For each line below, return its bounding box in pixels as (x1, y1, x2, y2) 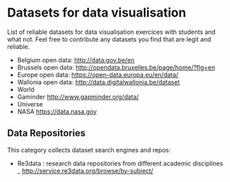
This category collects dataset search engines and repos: (7, 145, 171, 154)
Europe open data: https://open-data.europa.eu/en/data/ (17, 71, 179, 79)
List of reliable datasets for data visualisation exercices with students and (7, 28, 216, 36)
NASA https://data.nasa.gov (17, 107, 97, 116)
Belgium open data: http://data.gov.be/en (17, 55, 135, 64)
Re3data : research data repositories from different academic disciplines (17, 159, 223, 167)
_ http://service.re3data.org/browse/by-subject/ (17, 166, 153, 174)
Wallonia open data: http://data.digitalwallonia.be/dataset (17, 78, 180, 86)
